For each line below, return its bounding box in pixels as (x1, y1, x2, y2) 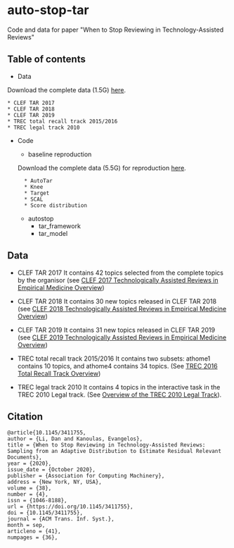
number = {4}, (7, 491, 49, 498)
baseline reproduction (27, 150, 92, 158)
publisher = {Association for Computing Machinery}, (7, 473, 165, 480)
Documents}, (7, 454, 42, 461)
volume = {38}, (7, 485, 52, 492)
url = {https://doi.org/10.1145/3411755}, (7, 503, 134, 511)
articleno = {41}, (7, 528, 61, 535)
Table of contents (7, 54, 86, 66)
